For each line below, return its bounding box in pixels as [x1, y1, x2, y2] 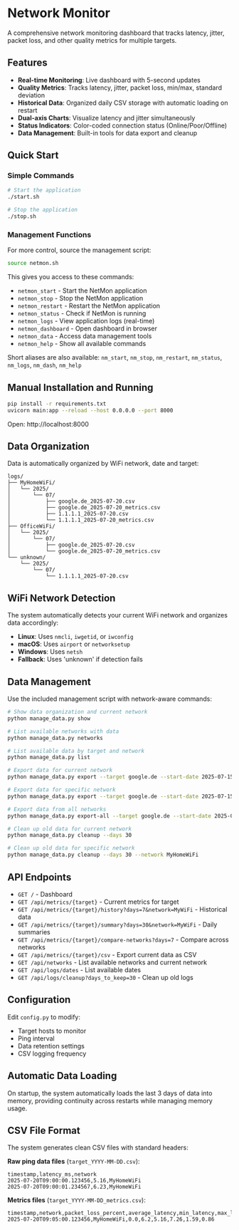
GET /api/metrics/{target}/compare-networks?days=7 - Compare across [17, 935, 229, 944]
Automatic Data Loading [7, 1070, 117, 1082]
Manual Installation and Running [7, 381, 154, 393]
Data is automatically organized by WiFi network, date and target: [7, 459, 199, 468]
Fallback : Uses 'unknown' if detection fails [17, 655, 144, 664]
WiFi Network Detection [7, 592, 116, 604]
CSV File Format [7, 1124, 80, 1137]
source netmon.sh [7, 260, 59, 267]
